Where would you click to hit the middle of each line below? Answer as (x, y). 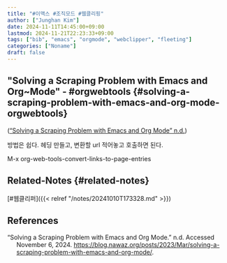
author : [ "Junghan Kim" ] (43, 20)
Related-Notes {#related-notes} (79, 181)
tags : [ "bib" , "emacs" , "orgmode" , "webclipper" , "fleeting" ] (100, 40)
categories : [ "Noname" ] (42, 46)
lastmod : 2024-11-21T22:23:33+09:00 (60, 33)
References (33, 220)
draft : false (26, 53)
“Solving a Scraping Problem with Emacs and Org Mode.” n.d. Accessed (111, 237)
